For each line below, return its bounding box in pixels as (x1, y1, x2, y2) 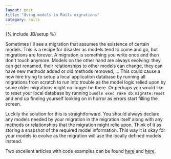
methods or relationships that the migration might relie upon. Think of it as (5, 122, 162, 128)
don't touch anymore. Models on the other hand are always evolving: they (5, 57, 161, 64)
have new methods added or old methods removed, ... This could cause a (5, 68, 161, 74)
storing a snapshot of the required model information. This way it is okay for (5, 127, 165, 133)
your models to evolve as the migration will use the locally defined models (5, 133, 161, 139)
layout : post (5, 7, 33, 13)
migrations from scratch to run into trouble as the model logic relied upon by (5, 79, 166, 85)
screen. (5, 101, 22, 107)
